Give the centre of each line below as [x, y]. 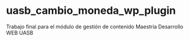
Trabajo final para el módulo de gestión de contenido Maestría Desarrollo [95, 27]
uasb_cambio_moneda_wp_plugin [91, 11]
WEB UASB [20, 32]
